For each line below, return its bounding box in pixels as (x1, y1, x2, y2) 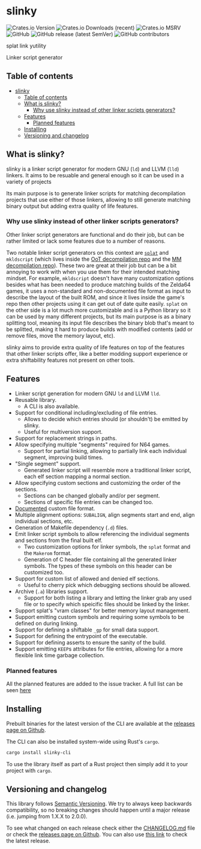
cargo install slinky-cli (6, 749, 71, 755)
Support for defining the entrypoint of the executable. (14, 632, 148, 639)
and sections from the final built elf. (14, 537, 103, 544)
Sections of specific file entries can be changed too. (23, 498, 154, 505)
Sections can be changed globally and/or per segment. (23, 491, 160, 499)
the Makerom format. (23, 549, 72, 556)
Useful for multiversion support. (23, 428, 103, 435)
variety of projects (6, 178, 52, 185)
